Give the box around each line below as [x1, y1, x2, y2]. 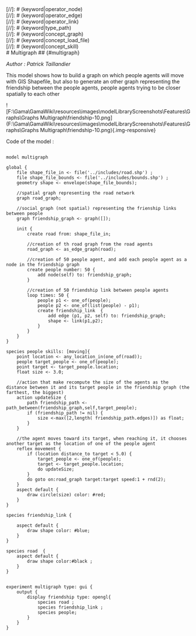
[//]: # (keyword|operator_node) [6, 6, 83, 12]
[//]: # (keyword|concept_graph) [6, 30, 84, 37]
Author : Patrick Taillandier [6, 61, 71, 67]
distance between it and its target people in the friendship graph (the [6, 385, 190, 390]
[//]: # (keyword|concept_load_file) [6, 37, 90, 43]
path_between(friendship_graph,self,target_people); [6, 405, 137, 411]
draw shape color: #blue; [27, 528, 91, 534]
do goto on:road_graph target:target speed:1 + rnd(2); [27, 476, 166, 482]
